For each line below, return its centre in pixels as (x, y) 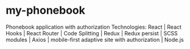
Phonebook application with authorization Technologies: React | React (94, 27)
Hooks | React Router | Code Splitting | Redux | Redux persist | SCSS (92, 33)
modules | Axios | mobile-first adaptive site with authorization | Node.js (95, 39)
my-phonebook (46, 10)
